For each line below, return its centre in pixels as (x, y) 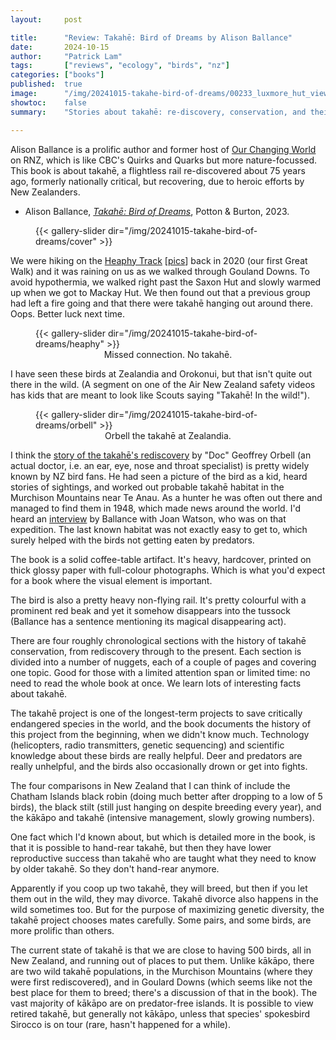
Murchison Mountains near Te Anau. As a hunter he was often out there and (166, 497)
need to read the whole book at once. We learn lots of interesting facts (156, 683)
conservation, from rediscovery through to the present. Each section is (156, 651)
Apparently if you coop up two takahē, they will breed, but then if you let (159, 888)
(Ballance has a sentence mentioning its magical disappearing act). (148, 621)
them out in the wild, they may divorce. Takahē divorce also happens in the (164, 898)
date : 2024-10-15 (60, 47)
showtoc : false (48, 102)
